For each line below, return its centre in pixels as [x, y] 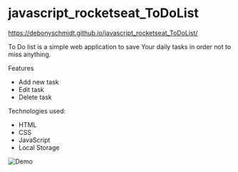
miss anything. [30, 54]
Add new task [38, 82]
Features [21, 68]
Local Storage [39, 147]
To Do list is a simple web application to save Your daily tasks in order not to [120, 46]
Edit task [31, 89]
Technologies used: [37, 111]
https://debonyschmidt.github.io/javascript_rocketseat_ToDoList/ [103, 33]
